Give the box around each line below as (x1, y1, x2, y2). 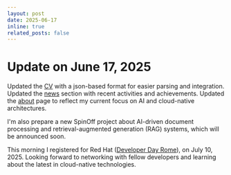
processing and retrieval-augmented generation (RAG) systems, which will (7, 125, 219, 133)
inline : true (7, 23, 45, 30)
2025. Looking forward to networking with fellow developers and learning (7, 153, 216, 161)
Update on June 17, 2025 (7, 59, 151, 75)
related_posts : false (7, 29, 70, 37)
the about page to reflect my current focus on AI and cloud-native (7, 97, 195, 105)
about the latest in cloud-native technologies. (7, 160, 136, 169)
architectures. (7, 104, 47, 113)
